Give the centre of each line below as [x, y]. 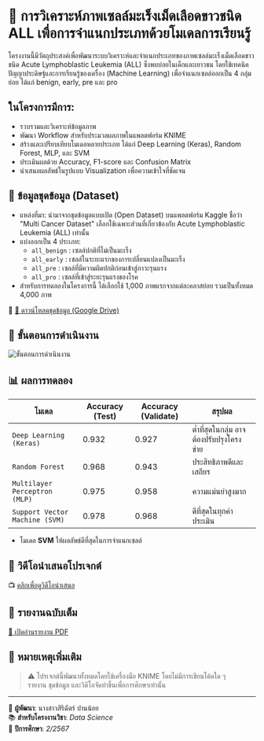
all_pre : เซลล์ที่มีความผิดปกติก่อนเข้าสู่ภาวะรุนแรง [99, 267]
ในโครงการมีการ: [41, 107]
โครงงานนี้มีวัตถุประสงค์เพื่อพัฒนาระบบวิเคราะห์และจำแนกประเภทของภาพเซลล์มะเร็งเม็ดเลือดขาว [131, 55]
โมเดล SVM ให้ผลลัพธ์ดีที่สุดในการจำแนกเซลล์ [81, 540]
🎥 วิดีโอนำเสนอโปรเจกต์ [55, 566]
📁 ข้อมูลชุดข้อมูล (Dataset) [64, 196]
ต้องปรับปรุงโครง [217, 440]
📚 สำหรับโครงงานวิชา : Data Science [61, 717]
